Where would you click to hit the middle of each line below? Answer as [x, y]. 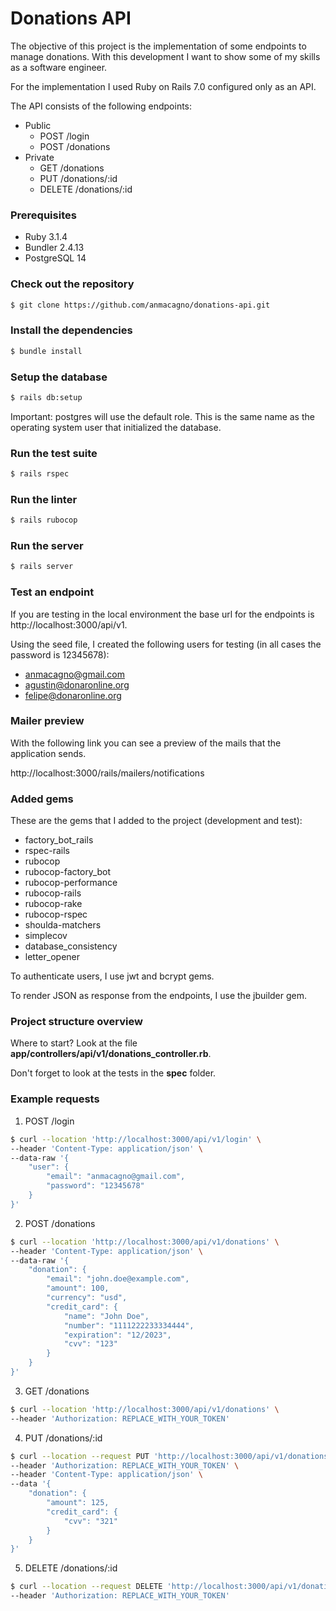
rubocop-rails [53, 893]
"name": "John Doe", [106, 1316]
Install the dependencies [71, 330]
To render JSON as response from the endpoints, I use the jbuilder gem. [159, 996]
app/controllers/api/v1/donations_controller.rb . [111, 1054]
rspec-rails [47, 851]
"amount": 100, [78, 1288]
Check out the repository [72, 284]
